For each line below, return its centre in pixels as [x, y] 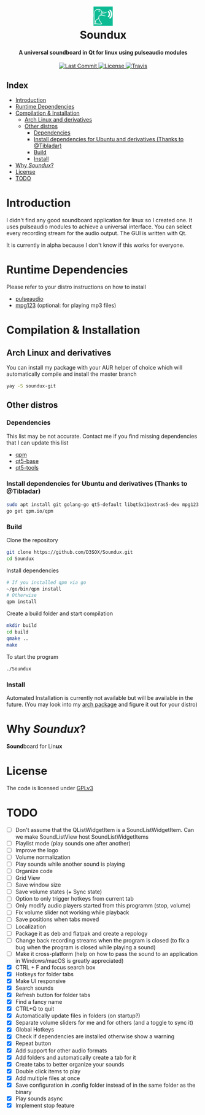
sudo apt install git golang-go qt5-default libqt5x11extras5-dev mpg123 [103, 504]
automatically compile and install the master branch [72, 374]
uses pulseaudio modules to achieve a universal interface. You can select [99, 227]
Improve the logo [37, 850]
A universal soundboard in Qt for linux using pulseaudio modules [103, 52]
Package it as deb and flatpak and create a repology [81, 933]
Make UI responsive [41, 981]
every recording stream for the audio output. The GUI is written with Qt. [97, 233]
